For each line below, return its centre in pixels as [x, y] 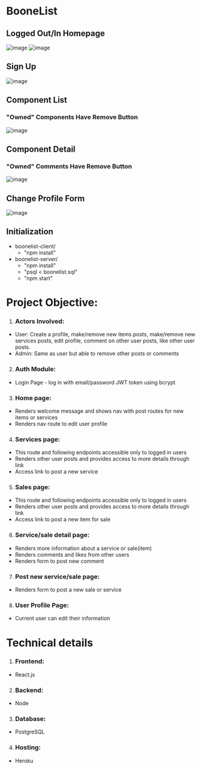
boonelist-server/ [36, 259]
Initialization [30, 232]
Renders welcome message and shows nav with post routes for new [99, 411]
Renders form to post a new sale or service [68, 590]
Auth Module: [35, 369]
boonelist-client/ [35, 246]
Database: [30, 719]
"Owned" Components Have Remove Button [72, 117]
